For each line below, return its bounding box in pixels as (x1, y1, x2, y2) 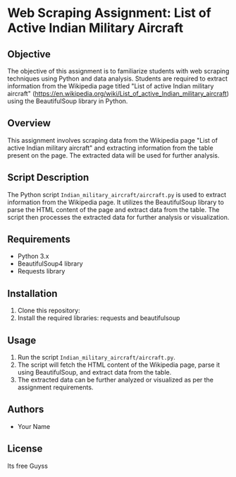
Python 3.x (17, 252, 49, 261)
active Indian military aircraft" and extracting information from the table (7, 143, 213, 152)
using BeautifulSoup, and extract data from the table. (17, 368, 172, 377)
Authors (7, 404, 44, 416)
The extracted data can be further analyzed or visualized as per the (17, 376, 213, 384)
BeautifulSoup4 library (17, 259, 83, 268)
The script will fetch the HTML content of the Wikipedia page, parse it (17, 360, 221, 369)
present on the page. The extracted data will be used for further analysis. (7, 151, 220, 160)
